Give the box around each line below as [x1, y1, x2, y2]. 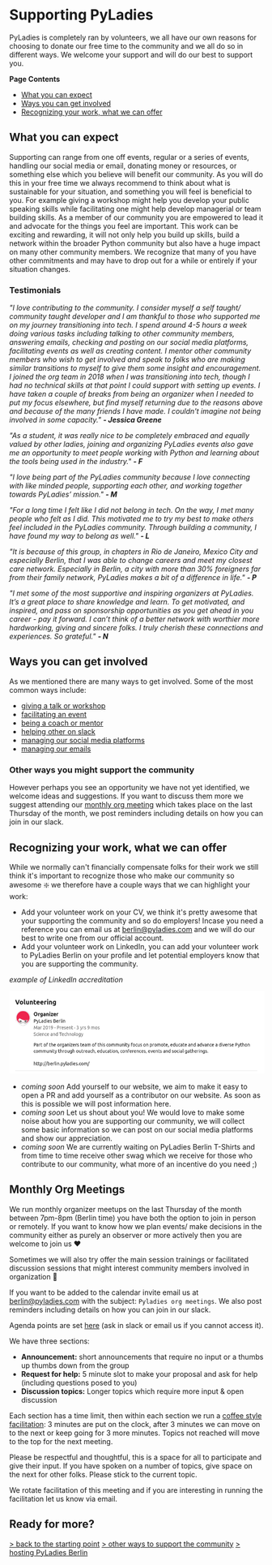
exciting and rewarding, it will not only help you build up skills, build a [9, 230, 240, 239]
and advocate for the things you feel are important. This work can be [9, 221, 239, 230]
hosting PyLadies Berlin [9, 1547, 88, 1557]
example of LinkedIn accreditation [9, 974, 124, 984]
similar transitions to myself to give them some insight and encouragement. [9, 363, 261, 373]
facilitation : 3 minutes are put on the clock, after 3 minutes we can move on [9, 1419, 261, 1429]
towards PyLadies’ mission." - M [9, 489, 118, 500]
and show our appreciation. [20, 1133, 113, 1143]
